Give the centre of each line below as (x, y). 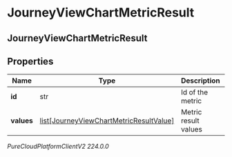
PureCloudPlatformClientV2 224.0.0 (58, 147)
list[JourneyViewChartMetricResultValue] (107, 121)
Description (201, 81)
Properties (30, 61)
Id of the (194, 92)
